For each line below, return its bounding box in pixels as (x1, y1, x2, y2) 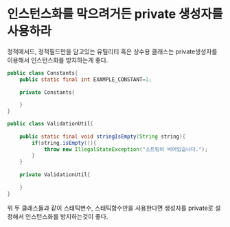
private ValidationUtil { (19, 171, 91, 178)
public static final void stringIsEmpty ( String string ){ (19, 133, 186, 140)
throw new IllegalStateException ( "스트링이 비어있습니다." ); (43, 145, 208, 153)
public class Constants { (7, 69, 78, 76)
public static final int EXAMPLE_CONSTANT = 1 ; (19, 76, 152, 83)
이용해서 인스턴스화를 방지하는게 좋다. (7, 56, 108, 64)
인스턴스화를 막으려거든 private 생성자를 (7, 6, 223, 22)
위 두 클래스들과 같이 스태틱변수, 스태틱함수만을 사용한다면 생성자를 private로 (7, 204, 214, 212)
